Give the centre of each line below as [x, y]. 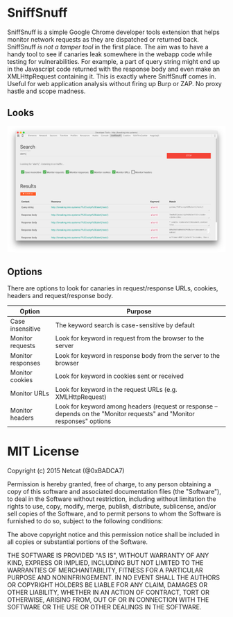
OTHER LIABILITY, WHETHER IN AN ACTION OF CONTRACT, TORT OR [108, 592]
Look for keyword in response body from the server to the [138, 355]
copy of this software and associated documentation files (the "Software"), [114, 491]
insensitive [25, 329]
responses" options [83, 421]
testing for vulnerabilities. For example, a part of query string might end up [114, 61]
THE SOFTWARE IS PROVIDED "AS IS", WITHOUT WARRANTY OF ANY [108, 555]
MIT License [43, 451]
